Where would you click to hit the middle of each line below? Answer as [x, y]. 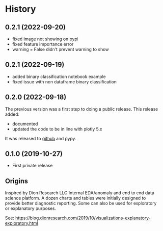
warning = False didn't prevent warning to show [60, 49]
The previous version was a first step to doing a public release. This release [81, 109]
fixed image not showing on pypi [45, 39]
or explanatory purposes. [31, 208]
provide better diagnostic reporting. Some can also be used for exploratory [81, 203]
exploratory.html [22, 223]
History [21, 9]
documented [25, 124]
